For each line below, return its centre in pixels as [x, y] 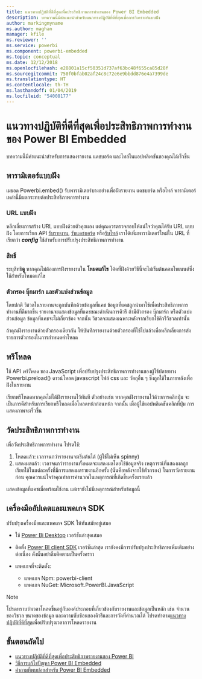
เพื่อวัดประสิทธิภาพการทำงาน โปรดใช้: [43, 445]
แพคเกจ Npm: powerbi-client [58, 578]
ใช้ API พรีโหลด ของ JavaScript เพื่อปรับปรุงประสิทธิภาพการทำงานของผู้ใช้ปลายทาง [91, 372]
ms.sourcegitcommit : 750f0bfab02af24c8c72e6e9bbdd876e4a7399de [87, 74]
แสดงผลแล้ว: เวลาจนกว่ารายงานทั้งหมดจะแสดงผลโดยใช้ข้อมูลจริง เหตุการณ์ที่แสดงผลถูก [102, 463]
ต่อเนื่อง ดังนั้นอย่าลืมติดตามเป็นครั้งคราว [55, 554]
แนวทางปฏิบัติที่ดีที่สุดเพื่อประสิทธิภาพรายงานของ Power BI [74, 656]
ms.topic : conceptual [33, 57]
